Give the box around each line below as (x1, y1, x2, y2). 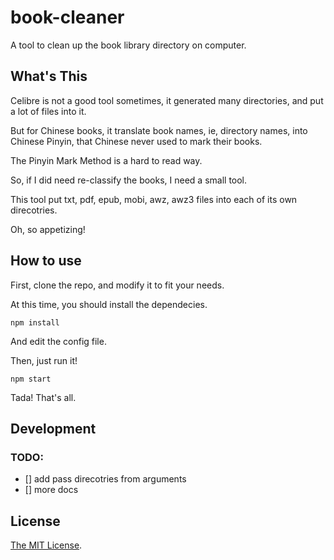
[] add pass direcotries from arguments (24, 473, 187, 485)
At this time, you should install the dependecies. (10, 298, 208, 310)
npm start (10, 374, 52, 384)
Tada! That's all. (10, 391, 77, 403)
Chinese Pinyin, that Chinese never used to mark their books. (10, 135, 263, 147)
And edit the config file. (10, 335, 107, 347)
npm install (10, 317, 60, 328)
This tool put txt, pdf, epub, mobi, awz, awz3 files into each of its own (10, 193, 298, 205)
